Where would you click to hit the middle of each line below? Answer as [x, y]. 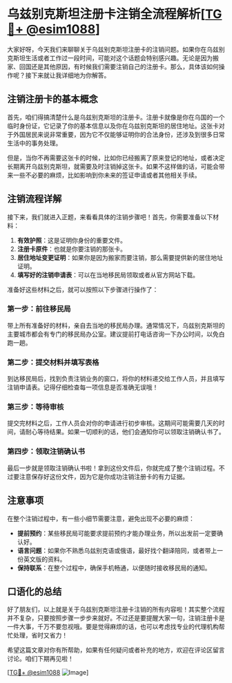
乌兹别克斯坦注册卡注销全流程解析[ [106, 14]
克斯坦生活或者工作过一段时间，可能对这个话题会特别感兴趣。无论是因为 [110, 58]
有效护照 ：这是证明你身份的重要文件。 [71, 240]
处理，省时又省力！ [40, 635]
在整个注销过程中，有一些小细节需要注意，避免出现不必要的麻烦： [101, 518]
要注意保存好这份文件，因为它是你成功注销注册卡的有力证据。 [100, 476]
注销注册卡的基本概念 [52, 99]
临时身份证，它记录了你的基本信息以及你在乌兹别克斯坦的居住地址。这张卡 [113, 126]
